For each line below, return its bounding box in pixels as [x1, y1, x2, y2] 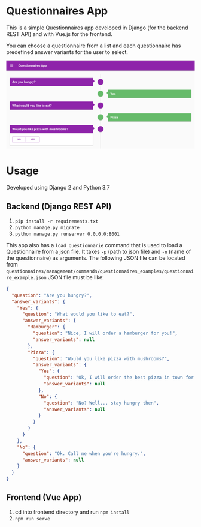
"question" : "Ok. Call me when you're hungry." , [22, 450, 146, 457]
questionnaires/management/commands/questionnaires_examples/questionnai [6, 268, 194, 274]
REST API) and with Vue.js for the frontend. [6, 30, 112, 37]
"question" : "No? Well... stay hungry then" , [44, 400, 160, 406]
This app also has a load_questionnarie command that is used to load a [6, 241, 182, 248]
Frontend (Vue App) [6, 492, 82, 502]
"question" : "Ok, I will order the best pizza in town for [44, 375, 194, 381]
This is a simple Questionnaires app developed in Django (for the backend [6, 24, 188, 31]
